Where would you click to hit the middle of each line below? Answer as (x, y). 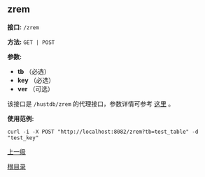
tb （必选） (34, 71)
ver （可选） (35, 88)
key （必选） (36, 80)
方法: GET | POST (31, 42)
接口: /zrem (23, 27)
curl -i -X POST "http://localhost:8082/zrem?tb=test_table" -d (103, 132)
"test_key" (23, 138)
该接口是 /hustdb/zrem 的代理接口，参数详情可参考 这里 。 (91, 103)
